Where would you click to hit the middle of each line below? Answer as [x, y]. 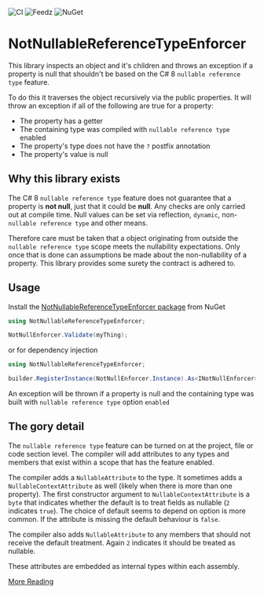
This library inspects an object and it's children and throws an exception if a [131, 65]
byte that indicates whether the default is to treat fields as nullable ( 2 [119, 502]
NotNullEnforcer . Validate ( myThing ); [68, 335]
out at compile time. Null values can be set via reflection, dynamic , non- [123, 214]
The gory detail [46, 426]
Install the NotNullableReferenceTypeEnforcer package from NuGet [117, 307]
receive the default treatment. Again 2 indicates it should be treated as [122, 542]
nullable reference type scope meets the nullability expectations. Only [124, 246]
